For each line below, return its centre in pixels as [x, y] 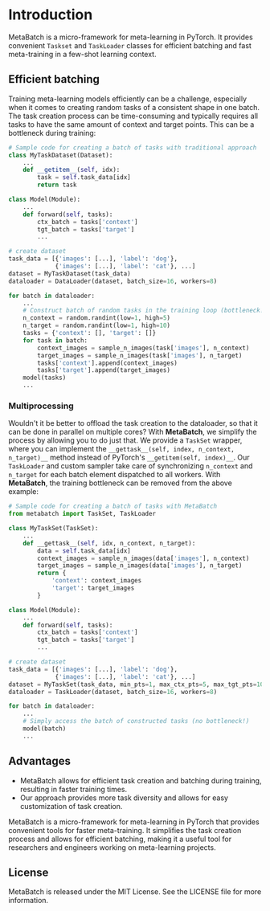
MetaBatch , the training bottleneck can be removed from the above [121, 483]
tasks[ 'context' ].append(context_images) [108, 363]
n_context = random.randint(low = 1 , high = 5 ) [97, 318]
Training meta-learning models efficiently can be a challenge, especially [128, 99]
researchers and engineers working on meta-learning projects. [112, 847]
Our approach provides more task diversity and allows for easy [124, 798]
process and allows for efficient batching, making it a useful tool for [120, 839]
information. [29, 901]
